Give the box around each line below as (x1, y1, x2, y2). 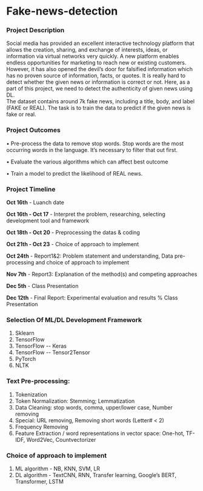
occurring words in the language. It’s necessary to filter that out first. (6, 146, 178, 153)
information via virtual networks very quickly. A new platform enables (6, 53, 179, 60)
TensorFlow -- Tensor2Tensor (15, 349, 90, 356)
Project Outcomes (6, 126, 61, 134)
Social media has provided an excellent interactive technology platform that (6, 39, 195, 47)
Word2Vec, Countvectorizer (26, 436, 96, 443)
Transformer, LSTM (15, 478, 64, 485)
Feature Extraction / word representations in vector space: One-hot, (15, 430, 185, 437)
